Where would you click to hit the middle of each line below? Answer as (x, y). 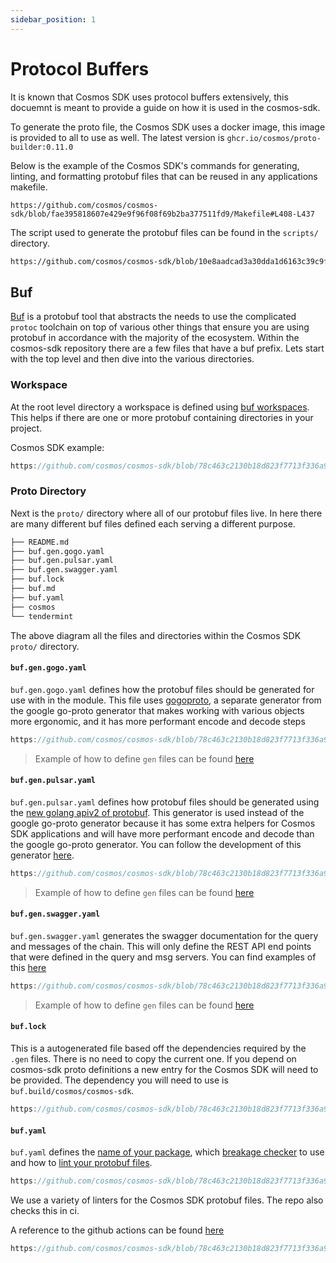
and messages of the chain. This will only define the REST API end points (161, 946)
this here (28, 967)
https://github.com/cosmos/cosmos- (84, 205)
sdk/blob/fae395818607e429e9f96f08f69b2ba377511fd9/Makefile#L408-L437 (162, 214)
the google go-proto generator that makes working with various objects (157, 710)
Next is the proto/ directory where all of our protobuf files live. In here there (166, 513)
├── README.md (40, 542)
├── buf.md (33, 589)
